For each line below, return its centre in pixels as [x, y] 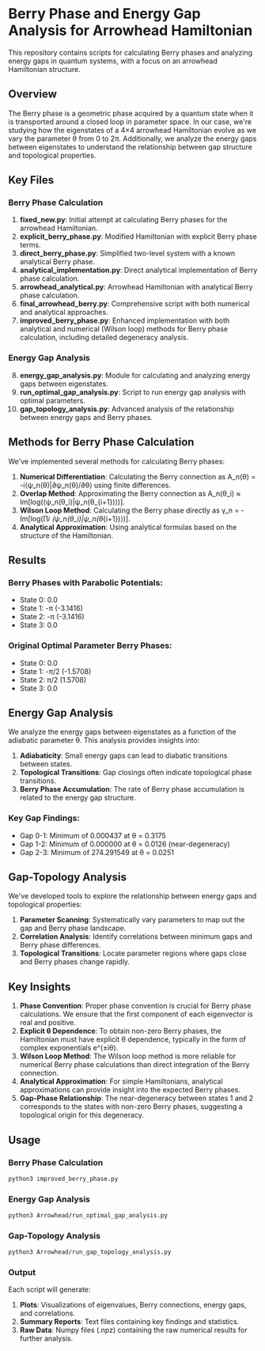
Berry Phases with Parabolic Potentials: [86, 582]
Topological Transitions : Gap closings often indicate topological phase [136, 773]
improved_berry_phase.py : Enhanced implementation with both [125, 320]
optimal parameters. [52, 400]
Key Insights [40, 987]
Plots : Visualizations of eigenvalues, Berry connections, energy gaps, [133, 1305]
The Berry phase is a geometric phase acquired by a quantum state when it [131, 113]
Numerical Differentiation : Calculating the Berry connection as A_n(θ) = [138, 476]
